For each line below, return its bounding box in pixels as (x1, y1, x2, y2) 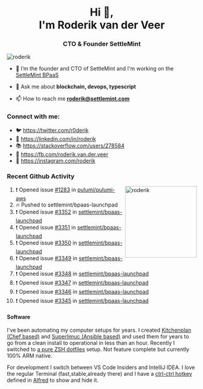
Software (7, 313, 31, 320)
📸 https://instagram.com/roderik (15, 157, 96, 164)
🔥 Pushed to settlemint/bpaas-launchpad (15, 201, 118, 208)
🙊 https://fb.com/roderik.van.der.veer (15, 151, 108, 158)
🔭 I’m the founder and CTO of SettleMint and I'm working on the (15, 65, 174, 72)
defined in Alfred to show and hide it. (7, 376, 99, 384)
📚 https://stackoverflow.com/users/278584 (15, 142, 125, 149)
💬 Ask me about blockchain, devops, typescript (15, 83, 136, 90)
